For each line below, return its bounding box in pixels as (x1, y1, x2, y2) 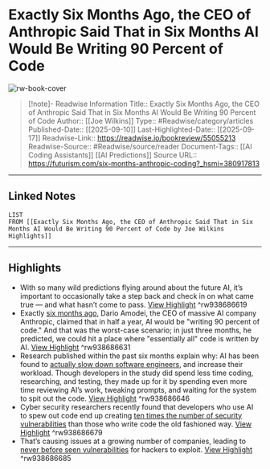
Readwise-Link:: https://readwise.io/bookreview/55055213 (42, 133, 236, 142)
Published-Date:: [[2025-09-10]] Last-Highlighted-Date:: (27, 124, 215, 134)
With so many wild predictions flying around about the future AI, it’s (19, 283, 243, 292)
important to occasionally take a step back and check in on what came (19, 291, 255, 300)
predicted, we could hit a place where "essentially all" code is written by (19, 333, 260, 343)
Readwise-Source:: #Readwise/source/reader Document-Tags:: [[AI (27, 141, 252, 151)
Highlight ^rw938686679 (19, 427, 103, 437)
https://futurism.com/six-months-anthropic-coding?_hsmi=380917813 (27, 158, 260, 168)
